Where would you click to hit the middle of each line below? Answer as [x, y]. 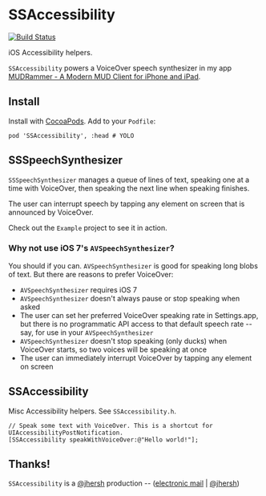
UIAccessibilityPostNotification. [66, 433]
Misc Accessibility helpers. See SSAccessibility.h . [92, 411]
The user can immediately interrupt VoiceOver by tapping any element [136, 357]
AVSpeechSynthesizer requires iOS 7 [79, 289]
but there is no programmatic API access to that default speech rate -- [136, 324]
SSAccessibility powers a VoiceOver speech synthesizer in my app [120, 68]
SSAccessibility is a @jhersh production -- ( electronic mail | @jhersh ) [124, 483]
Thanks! [29, 464]
